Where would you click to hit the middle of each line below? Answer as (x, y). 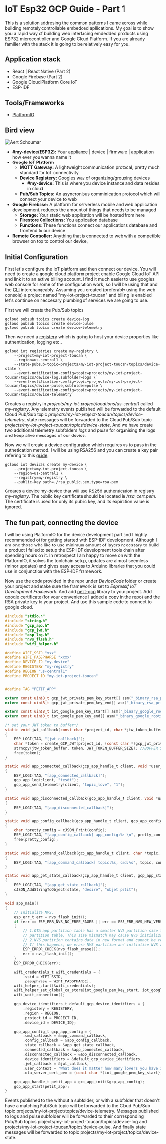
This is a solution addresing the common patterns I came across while (76, 23)
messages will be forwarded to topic (42, 1132)
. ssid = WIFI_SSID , (43, 977)
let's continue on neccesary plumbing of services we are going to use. (77, 300)
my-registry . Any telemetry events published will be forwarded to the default (83, 409)
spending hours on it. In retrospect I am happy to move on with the (73, 555)
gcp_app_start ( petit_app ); (42, 1087)
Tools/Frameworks (35, 103)
